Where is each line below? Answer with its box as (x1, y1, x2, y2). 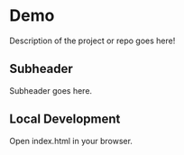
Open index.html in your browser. (9, 135, 133, 146)
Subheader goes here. (9, 85, 93, 96)
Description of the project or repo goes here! (9, 35, 176, 46)
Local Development (9, 112, 121, 127)
